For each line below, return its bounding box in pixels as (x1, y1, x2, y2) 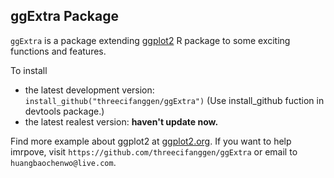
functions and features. (10, 45, 107, 57)
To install (10, 64, 48, 76)
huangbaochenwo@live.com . (10, 156, 117, 168)
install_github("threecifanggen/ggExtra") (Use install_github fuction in (24, 94, 325, 106)
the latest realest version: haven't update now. (24, 115, 219, 128)
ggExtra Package (10, 8, 119, 25)
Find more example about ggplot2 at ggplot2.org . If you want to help (10, 135, 292, 147)
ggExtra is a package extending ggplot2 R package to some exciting (10, 34, 291, 46)
